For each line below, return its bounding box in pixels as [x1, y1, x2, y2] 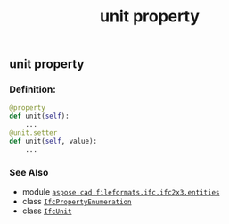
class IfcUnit [21, 205, 72, 216]
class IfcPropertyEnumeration [21, 196, 132, 207]
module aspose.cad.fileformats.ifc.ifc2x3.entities [21, 187, 220, 197]
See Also [9, 166, 49, 178]
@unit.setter [9, 129, 58, 137]
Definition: [9, 83, 56, 95]
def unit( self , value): [9, 137, 98, 145]
